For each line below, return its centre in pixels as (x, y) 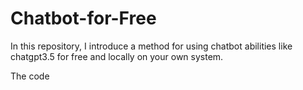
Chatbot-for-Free (83, 18)
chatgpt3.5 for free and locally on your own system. (117, 56)
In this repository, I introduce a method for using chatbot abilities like (151, 46)
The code (30, 76)
